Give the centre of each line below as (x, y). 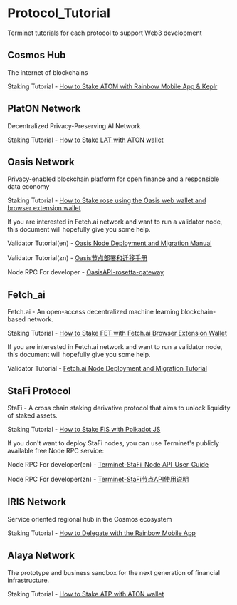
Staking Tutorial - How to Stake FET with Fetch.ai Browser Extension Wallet (117, 333)
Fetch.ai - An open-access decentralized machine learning (94, 312)
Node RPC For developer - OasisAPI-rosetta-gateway (86, 272)
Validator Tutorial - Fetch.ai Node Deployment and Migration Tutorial (107, 368)
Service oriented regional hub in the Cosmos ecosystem (90, 519)
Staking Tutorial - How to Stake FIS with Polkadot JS (84, 429)
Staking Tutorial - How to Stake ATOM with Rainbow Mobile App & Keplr (112, 86)
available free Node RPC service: (56, 451)
